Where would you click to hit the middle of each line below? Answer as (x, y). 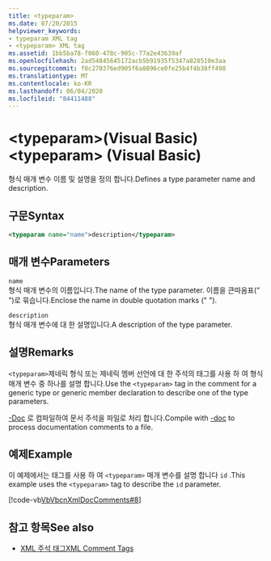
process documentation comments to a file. (81, 427)
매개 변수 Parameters (59, 262)
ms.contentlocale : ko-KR (50, 83)
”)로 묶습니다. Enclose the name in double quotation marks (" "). (113, 300)
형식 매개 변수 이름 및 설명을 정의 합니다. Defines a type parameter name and (132, 179)
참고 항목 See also (51, 527)
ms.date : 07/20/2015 (43, 23)
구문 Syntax (36, 215)
